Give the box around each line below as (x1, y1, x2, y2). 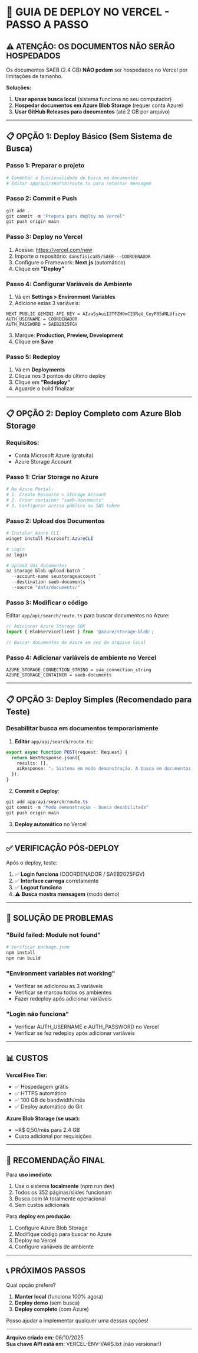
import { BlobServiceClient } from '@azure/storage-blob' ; (6, 629, 154, 635)
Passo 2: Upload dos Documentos (6, 517, 105, 525)
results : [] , (16, 760, 49, 766)
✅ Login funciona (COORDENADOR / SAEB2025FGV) (14, 870, 145, 878)
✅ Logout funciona (14, 883, 62, 891)
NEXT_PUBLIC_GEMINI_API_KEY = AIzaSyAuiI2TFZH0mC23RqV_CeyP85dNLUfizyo (6, 310, 186, 317)
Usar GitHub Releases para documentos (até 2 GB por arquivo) (14, 108, 170, 115)
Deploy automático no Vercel (14, 820, 87, 827)
